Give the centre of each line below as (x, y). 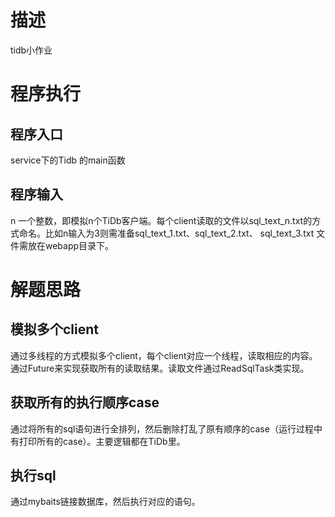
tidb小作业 (31, 50)
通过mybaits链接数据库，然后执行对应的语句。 (105, 502)
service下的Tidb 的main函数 (68, 160)
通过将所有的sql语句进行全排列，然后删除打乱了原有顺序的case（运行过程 (162, 428)
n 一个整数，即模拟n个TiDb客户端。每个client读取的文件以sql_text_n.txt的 (161, 220)
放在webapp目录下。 (71, 245)
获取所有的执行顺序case (85, 402)
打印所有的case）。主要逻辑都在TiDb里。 (102, 441)
